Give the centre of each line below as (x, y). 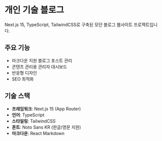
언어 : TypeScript (28, 115)
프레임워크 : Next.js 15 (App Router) (46, 109)
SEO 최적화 (23, 79)
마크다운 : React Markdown (38, 133)
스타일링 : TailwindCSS (34, 121)
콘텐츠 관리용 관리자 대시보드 (39, 66)
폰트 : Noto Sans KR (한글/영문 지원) (46, 127)
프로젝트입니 (146, 25)
